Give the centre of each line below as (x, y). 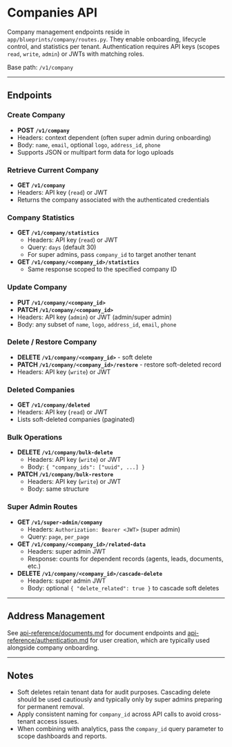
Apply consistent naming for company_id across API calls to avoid (109, 714)
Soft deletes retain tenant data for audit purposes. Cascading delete (114, 692)
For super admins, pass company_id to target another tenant (112, 255)
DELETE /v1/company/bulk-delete (65, 452)
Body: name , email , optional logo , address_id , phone (89, 145)
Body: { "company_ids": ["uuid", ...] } (86, 467)
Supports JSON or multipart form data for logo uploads (95, 152)
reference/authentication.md (48, 640)
